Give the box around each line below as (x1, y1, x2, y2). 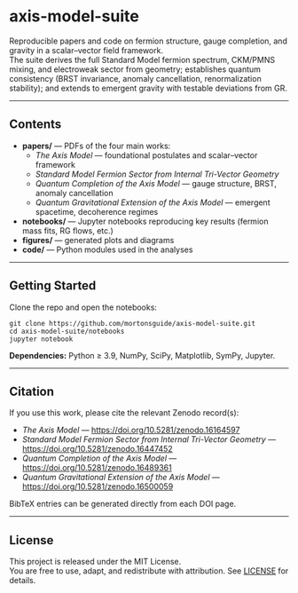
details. (9, 575, 36, 586)
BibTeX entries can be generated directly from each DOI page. (9, 499, 237, 510)
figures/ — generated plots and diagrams (21, 234, 175, 245)
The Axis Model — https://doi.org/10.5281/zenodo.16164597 (21, 424, 240, 436)
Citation (9, 383, 55, 399)
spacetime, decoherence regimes (35, 206, 159, 217)
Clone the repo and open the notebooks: (9, 302, 158, 312)
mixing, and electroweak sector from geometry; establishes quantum (9, 64, 262, 75)
